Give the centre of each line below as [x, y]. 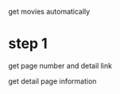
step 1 [28, 44]
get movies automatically [49, 12]
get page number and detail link [60, 65]
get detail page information [52, 81]
